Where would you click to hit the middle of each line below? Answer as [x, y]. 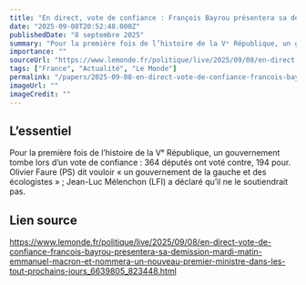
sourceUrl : [30, 60]
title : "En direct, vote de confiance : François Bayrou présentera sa [148, 18]
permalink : [30, 77]
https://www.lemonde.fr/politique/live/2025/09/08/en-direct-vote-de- [140, 242]
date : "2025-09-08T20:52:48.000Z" [75, 26]
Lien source [43, 220]
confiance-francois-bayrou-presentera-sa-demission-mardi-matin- [136, 252]
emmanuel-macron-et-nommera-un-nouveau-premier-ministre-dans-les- [148, 261]
